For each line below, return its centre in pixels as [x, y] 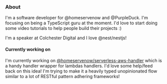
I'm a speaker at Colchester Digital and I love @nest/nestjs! [66, 38]
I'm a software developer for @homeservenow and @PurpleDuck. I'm [77, 18]
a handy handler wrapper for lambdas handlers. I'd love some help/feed [79, 66]
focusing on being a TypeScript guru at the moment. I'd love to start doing [81, 23]
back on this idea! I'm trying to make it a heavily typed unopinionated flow [81, 71]
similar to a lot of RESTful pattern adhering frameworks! [62, 76]
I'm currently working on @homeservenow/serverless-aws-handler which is [84, 60]
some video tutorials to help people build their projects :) [63, 28]
